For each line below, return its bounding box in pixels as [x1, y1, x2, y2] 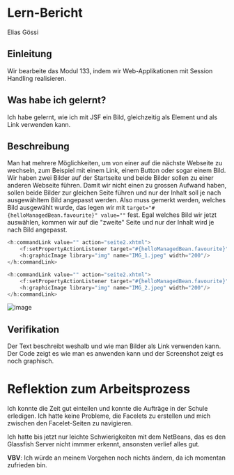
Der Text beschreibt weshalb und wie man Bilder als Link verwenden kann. [7, 342, 221, 350]
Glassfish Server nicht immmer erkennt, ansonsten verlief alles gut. [7, 440, 200, 448]
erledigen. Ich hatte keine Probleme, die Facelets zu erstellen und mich [7, 412, 211, 420]
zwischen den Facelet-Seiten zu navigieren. [7, 419, 133, 428]
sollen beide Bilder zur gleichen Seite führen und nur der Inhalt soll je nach [7, 188, 221, 197]
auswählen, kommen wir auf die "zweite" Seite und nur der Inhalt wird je [7, 218, 214, 227]
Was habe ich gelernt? [7, 94, 107, 106]
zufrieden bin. [7, 461, 47, 469]
